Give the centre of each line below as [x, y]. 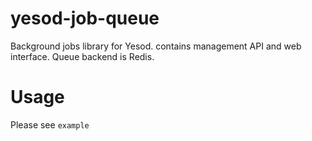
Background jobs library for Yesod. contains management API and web [156, 46]
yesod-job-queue [85, 18]
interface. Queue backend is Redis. [82, 56]
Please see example [50, 124]
